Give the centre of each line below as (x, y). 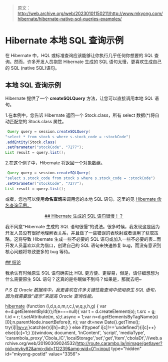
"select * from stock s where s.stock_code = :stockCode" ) (68, 137)
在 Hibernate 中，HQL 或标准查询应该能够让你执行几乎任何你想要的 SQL (79, 55)
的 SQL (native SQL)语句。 (32, 68)
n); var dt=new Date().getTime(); (106, 322)
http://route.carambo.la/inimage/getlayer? (119, 343)
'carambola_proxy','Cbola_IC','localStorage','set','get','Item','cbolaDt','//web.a (84, 338)
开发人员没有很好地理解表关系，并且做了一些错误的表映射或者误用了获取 (79, 233)
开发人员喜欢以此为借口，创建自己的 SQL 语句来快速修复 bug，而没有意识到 (83, 245)
